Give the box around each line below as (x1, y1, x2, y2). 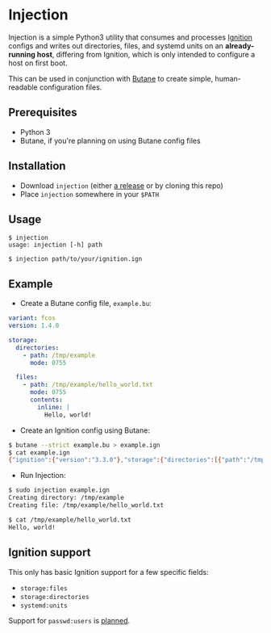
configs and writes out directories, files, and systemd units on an (8, 40, 224, 50)
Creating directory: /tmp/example (8, 494, 125, 502)
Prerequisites (8, 106, 77, 119)
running (8, 49, 36, 59)
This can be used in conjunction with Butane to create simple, (8, 73, 214, 83)
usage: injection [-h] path (8, 241, 103, 249)
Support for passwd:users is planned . (8, 615, 131, 625)
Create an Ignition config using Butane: (19, 425, 151, 435)
